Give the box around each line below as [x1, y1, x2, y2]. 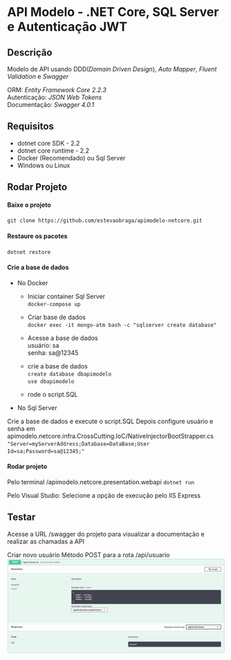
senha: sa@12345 [27, 348, 79, 357]
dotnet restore [7, 248, 51, 255]
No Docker [17, 278, 48, 287]
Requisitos [7, 121, 54, 133]
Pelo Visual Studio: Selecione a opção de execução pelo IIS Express [7, 491, 201, 500]
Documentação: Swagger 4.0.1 [7, 101, 95, 108]
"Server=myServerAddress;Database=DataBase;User [7, 440, 150, 448]
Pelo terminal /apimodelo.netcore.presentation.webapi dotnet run [7, 478, 195, 486]
